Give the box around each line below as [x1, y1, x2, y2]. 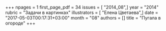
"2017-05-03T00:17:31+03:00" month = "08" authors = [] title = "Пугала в [5, 15, 161, 20]
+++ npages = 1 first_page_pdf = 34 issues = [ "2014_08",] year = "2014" [5, 4, 159, 10]
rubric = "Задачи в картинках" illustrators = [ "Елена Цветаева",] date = [5, 9, 159, 15]
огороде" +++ [5, 20, 36, 26]
